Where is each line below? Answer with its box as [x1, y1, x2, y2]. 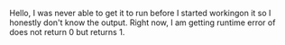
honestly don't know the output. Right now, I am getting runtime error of [9, 17, 276, 28]
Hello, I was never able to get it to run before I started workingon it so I [9, 8, 271, 18]
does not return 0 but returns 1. [9, 27, 125, 37]
